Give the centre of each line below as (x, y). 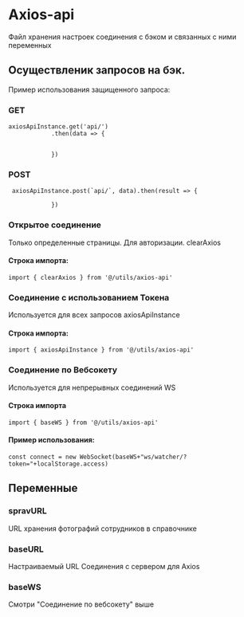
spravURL (28, 511)
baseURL (26, 549)
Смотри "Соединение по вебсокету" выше (81, 604)
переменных (30, 45)
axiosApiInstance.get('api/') (59, 127)
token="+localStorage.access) (59, 464)
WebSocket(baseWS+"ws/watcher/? (133, 457)
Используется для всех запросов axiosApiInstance (94, 315)
